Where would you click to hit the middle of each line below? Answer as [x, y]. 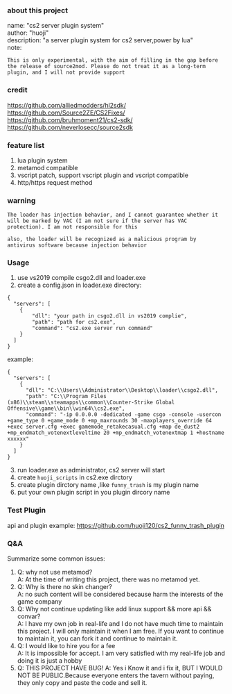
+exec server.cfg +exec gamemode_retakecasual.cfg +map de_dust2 [103, 427]
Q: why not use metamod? [55, 572]
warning [21, 200]
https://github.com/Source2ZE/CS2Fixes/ [66, 113]
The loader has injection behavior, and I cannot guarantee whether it [113, 215]
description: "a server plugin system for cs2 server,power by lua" [100, 40]
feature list [26, 145]
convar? [29, 616]
